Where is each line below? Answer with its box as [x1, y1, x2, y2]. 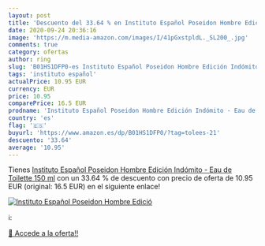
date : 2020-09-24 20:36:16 [8, 26, 97, 34]
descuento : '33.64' [8, 136, 73, 144]
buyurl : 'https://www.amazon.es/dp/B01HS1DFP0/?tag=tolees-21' [8, 129, 221, 136]
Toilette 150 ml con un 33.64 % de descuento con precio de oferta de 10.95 [8, 173, 253, 183]
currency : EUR [8, 84, 55, 93]
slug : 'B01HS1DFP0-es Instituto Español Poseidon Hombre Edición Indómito [8, 63, 259, 71]
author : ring [8, 56, 51, 64]
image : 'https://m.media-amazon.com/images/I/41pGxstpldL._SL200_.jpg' [8, 33, 248, 42]
